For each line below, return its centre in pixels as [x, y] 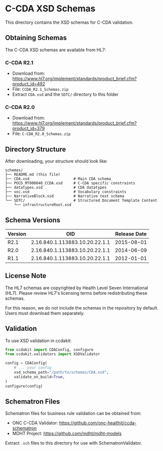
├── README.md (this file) [33, 175]
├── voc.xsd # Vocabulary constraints [66, 192]
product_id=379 [29, 129]
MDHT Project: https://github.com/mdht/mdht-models [67, 434]
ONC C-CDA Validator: [35, 423]
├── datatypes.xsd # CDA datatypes [56, 188]
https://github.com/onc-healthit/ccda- [98, 423]
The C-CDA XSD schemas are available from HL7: [55, 49]
